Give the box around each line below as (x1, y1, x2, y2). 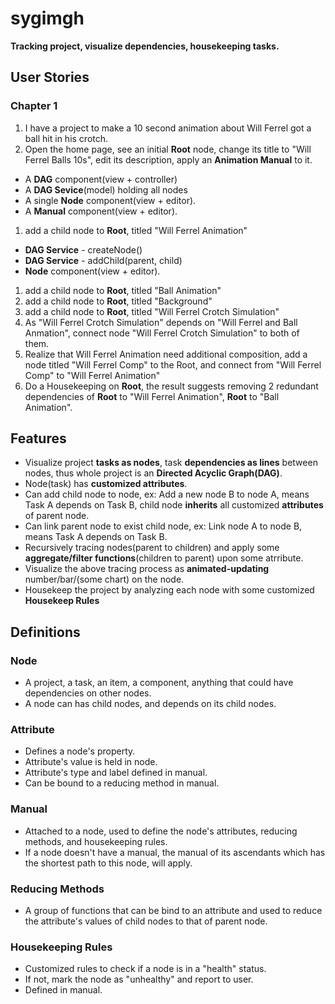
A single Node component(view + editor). (24, 194, 197, 206)
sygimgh (10, 7, 85, 30)
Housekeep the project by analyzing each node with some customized (24, 584, 315, 596)
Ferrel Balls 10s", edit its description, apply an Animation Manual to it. (24, 153, 313, 166)
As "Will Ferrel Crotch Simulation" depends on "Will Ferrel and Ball (24, 316, 298, 328)
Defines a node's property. (24, 745, 136, 757)
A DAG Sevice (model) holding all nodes (24, 183, 188, 196)
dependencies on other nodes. (24, 687, 152, 699)
